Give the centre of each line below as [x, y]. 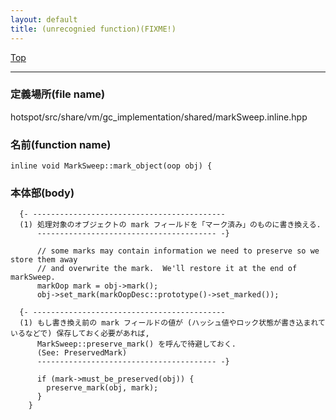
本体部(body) [42, 193]
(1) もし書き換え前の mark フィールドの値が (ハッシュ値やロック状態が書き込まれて [172, 323]
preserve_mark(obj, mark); [102, 388]
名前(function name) [61, 144]
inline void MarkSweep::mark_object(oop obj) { [111, 166]
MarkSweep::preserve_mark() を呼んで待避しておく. [136, 344]
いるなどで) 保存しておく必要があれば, [80, 334]
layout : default [44, 19]
